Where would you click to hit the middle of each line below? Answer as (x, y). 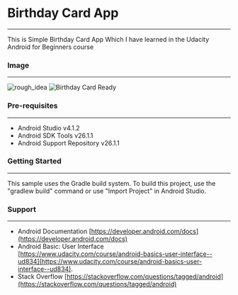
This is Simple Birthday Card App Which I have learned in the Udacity (108, 39)
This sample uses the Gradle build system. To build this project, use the (112, 183)
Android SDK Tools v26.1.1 (55, 135)
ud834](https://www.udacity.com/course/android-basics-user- (110, 262)
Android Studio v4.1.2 (49, 128)
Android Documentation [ (55, 231)
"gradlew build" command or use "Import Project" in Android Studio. (107, 191)
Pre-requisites (33, 106)
